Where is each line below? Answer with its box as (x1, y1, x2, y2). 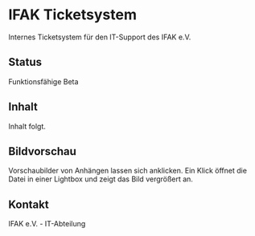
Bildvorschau (8, 144, 76, 158)
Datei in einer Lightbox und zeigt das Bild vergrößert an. (8, 174, 193, 184)
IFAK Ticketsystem (8, 6, 137, 24)
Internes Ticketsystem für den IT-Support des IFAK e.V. (8, 32, 191, 42)
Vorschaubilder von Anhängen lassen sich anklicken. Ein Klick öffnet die (8, 166, 248, 176)
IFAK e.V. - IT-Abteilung (8, 219, 86, 229)
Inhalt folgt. (8, 121, 47, 131)
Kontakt (8, 197, 50, 211)
